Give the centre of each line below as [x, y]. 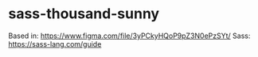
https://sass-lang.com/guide [55, 44]
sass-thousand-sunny [84, 14]
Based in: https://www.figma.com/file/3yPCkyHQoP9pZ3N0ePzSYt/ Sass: [129, 36]
